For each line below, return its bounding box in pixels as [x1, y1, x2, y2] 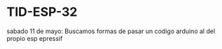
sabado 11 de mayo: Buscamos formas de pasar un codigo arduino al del [6, 27, 216, 35]
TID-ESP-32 [6, 4, 78, 20]
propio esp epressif [6, 34, 63, 42]
